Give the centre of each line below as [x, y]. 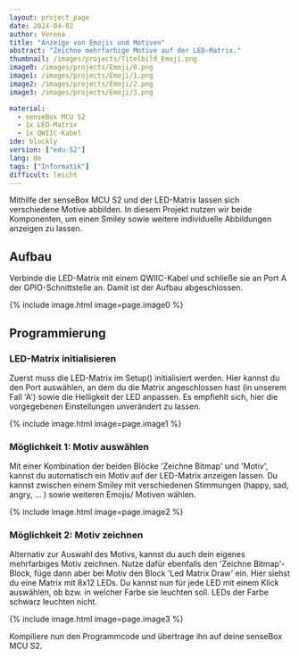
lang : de [25, 158]
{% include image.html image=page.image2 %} [96, 512]
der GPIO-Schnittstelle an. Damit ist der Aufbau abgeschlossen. [126, 287]
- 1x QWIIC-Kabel [50, 133]
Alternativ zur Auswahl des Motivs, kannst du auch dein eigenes [127, 554]
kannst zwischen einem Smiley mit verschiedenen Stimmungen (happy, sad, [149, 485]
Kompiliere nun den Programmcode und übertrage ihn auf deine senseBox [146, 637]
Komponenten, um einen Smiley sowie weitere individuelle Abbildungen [141, 219]
